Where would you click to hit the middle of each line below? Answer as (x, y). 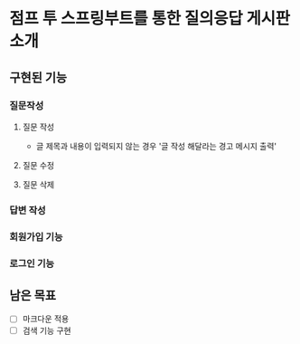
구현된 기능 (38, 77)
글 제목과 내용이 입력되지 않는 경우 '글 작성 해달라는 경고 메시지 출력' (156, 146)
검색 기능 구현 (47, 330)
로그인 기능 (32, 263)
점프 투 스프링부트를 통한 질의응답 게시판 (150, 19)
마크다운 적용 (46, 319)
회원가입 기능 (36, 236)
